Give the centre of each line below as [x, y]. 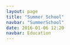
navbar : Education [29, 33]
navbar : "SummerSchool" [35, 22]
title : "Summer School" [35, 17]
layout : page [22, 11]
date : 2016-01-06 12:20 [35, 28]
